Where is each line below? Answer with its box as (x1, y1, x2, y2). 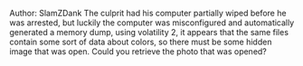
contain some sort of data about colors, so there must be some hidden (9, 36, 272, 47)
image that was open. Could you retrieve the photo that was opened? (9, 46, 267, 57)
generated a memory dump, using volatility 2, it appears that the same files (9, 27, 289, 37)
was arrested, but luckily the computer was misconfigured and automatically (9, 17, 295, 28)
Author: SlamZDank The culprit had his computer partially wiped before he (9, 8, 287, 18)
